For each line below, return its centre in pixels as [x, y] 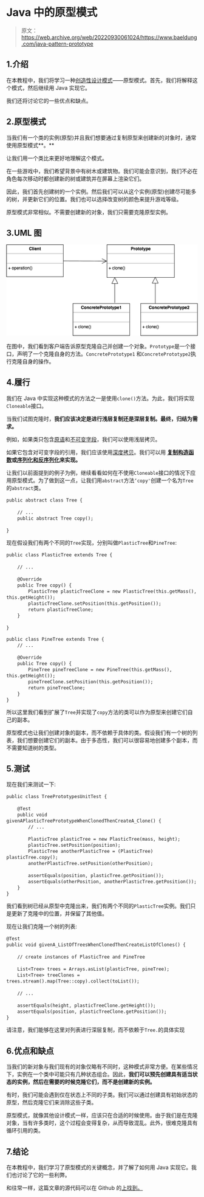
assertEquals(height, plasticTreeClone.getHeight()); [87, 1006]
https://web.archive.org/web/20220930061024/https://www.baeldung [109, 37]
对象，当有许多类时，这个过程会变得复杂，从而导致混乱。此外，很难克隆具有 [102, 1123]
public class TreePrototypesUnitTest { [57, 797]
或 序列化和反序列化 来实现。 [46, 460]
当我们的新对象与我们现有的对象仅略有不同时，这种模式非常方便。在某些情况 [102, 1067]
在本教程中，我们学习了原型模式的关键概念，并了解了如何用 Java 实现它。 [99, 1167]
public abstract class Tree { [45, 500]
